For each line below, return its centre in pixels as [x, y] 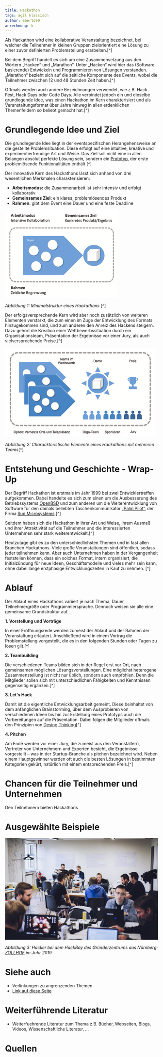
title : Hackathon [23, 10]
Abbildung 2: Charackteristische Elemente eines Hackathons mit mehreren [80, 445]
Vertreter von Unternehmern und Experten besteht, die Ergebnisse [72, 749]
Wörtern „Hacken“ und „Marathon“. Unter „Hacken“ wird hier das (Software [80, 65]
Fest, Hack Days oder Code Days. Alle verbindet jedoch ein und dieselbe [78, 95]
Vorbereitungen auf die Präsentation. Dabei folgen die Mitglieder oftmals [77, 720]
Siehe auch [28, 972]
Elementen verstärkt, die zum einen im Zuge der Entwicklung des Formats [79, 320]
